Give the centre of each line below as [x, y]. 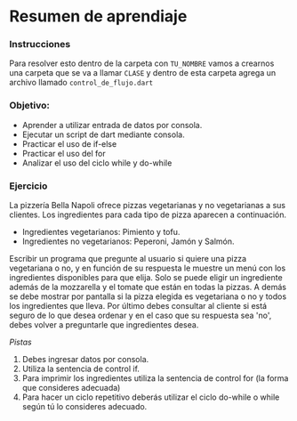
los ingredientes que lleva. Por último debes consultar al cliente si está [138, 306]
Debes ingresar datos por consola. [85, 360]
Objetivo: [30, 106]
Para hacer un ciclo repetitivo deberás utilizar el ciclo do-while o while [151, 397]
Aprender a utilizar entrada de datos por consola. [112, 125]
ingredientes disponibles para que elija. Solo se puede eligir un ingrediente [146, 278]
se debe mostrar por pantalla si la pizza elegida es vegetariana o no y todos [148, 296]
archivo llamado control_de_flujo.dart [81, 83]
